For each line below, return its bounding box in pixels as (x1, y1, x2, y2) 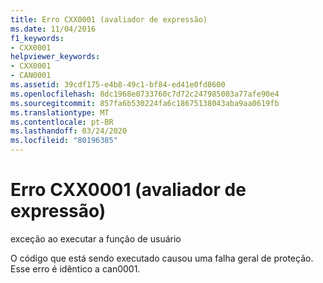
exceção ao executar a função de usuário (10, 232, 182, 245)
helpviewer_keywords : (10, 52, 101, 62)
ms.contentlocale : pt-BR (10, 117, 114, 127)
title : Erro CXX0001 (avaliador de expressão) (10, 14, 208, 25)
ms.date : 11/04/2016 (10, 24, 97, 34)
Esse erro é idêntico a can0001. (10, 262, 141, 275)
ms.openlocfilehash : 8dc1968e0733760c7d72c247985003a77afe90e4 (10, 89, 280, 99)
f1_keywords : (10, 33, 65, 43)
